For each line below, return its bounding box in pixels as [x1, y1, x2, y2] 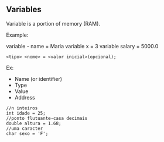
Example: [6, 31, 29, 38]
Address [14, 94, 35, 101]
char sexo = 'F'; [6, 130, 49, 136]
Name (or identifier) [14, 75, 63, 82]
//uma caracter [6, 125, 43, 132]
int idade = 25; [6, 110, 46, 116]
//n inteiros [6, 105, 38, 111]
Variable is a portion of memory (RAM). [6, 20, 101, 27]
